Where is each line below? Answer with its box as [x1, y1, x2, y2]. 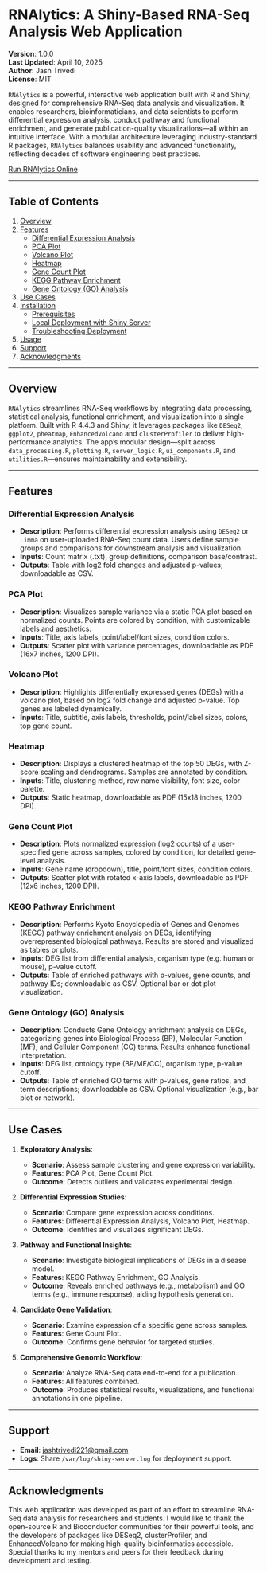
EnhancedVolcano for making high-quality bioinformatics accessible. [8, 1539, 234, 1548]
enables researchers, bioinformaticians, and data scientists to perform [8, 106, 238, 116]
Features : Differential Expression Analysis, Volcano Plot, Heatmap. [31, 1216, 250, 1226]
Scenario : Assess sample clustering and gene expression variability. [31, 1160, 256, 1169]
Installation [19, 300, 56, 310]
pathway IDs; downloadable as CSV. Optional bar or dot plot [19, 978, 216, 988]
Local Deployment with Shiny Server [31, 317, 151, 327]
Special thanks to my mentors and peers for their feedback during [8, 1548, 224, 1557]
